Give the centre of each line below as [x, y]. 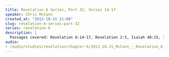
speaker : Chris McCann [29, 14]
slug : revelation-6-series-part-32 [43, 24]
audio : [12, 42]
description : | [21, 33]
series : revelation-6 [28, 28]
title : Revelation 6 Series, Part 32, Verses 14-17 [60, 10]
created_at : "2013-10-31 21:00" [39, 19]
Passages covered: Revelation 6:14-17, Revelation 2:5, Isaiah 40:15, [85, 38]
